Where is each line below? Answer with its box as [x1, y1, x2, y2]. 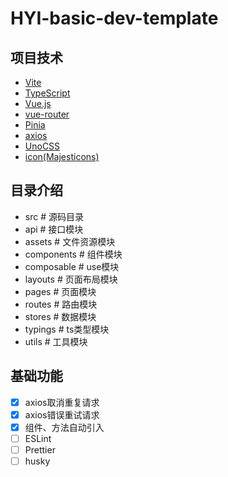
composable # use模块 [24, 260, 120, 272]
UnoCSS [24, 140, 61, 152]
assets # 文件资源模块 [24, 235, 116, 247]
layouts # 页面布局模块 [24, 273, 118, 285]
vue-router [24, 108, 70, 120]
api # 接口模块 [24, 223, 84, 235]
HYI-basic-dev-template [10, 7, 219, 30]
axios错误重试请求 [24, 408, 100, 421]
